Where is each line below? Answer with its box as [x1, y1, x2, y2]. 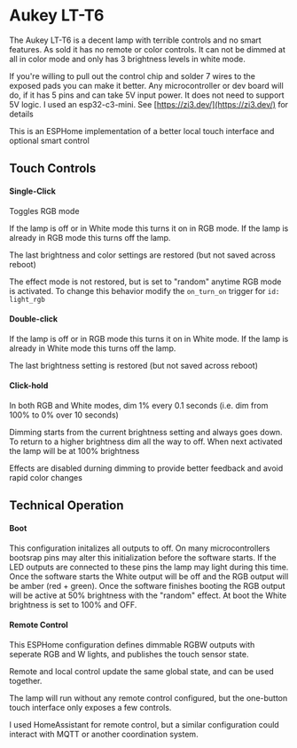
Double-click [9, 314, 59, 324]
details [9, 108, 34, 119]
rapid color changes [9, 472, 82, 482]
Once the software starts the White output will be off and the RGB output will [9, 570, 289, 582]
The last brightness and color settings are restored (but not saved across [9, 250, 277, 260]
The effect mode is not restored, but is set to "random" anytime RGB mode [9, 276, 282, 287]
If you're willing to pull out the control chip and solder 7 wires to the [9, 70, 255, 81]
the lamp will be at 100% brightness [9, 445, 140, 456]
